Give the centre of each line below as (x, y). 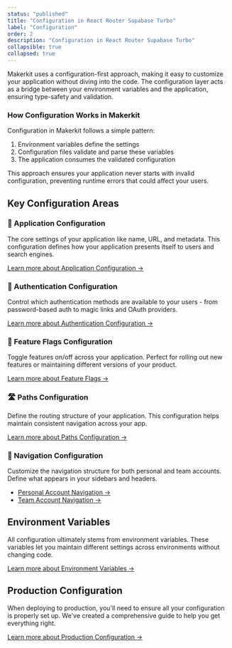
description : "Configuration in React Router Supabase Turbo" (101, 41)
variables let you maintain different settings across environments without (114, 547)
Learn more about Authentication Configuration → (81, 323)
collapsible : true (34, 47)
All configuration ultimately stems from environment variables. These (108, 539)
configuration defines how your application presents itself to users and (111, 246)
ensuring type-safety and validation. (60, 96)
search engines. (31, 254)
